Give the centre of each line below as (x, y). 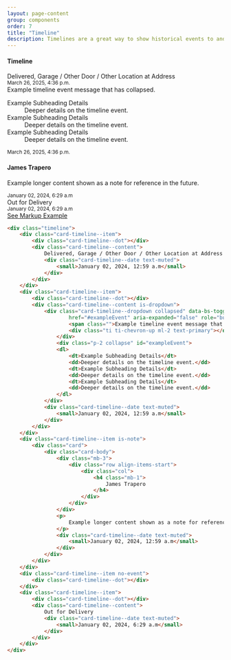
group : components (33, 20)
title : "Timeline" (33, 33)
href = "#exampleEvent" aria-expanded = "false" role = (142, 317)
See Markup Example (37, 215)
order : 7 (20, 26)
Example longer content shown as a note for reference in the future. (103, 182)
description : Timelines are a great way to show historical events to (110, 39)
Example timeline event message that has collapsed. (81, 89)
